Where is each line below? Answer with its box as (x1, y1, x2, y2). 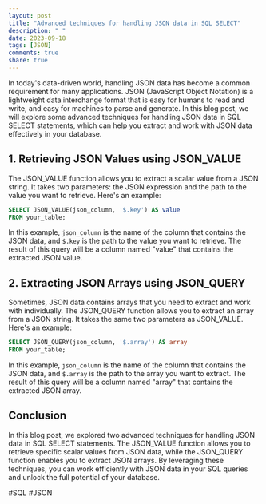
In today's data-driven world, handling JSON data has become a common (8, 77, 251, 88)
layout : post (8, 11, 52, 20)
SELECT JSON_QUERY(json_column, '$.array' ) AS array (8, 339, 188, 347)
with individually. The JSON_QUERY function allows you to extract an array (8, 306, 254, 315)
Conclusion (8, 409, 67, 423)
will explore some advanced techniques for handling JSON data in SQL (8, 112, 241, 121)
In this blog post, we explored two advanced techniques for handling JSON (8, 430, 256, 439)
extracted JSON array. (8, 386, 82, 395)
